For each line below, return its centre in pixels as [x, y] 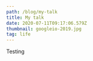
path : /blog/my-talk [32, 12]
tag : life [19, 34]
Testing [16, 51]
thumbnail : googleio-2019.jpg [44, 29]
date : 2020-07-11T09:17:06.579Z [46, 23]
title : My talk [25, 18]
